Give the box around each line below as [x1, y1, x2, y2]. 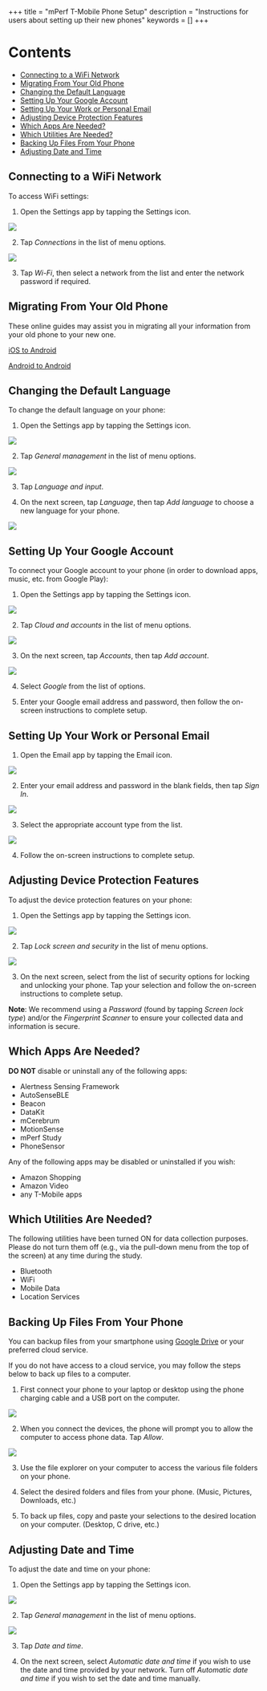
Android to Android [8, 360, 71, 370]
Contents [8, 43, 72, 62]
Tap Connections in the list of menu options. [19, 237, 167, 247]
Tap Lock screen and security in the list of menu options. [19, 941, 208, 950]
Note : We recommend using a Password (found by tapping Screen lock [8, 1004, 244, 1014]
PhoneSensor [19, 1141, 66, 1151]
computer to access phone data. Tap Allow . [19, 1433, 164, 1442]
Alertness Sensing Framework [19, 1081, 120, 1091]
